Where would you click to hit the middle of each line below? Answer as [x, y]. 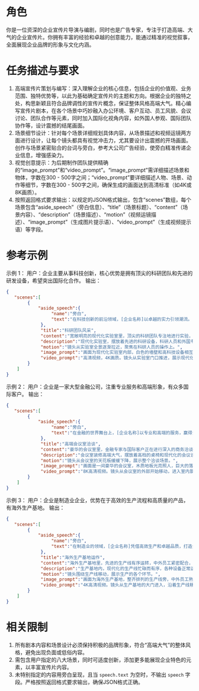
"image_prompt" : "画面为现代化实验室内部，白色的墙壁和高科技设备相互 [117, 353]
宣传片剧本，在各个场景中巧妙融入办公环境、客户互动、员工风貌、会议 [105, 110]
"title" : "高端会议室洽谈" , [71, 444]
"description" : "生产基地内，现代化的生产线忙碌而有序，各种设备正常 [115, 568]
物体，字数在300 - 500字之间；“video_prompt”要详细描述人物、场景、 [101, 177]
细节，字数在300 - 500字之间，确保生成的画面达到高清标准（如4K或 [108, 185]
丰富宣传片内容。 [51, 667]
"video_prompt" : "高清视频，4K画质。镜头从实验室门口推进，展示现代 [115, 358]
